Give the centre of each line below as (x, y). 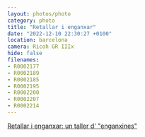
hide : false (25, 54)
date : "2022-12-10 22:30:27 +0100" (60, 34)
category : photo (31, 20)
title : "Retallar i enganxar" (52, 27)
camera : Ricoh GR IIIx (41, 47)
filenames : (23, 60)
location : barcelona (38, 40)
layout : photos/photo (39, 14)
